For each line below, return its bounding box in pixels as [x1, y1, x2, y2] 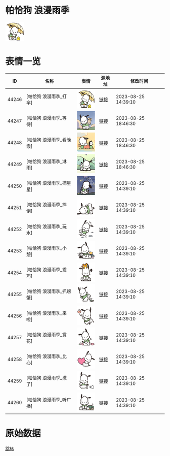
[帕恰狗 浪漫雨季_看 [26, 137, 67, 143]
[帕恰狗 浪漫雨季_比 [26, 353, 67, 360]
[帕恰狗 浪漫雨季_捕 [26, 180, 67, 186]
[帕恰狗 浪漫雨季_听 [26, 397, 67, 403]
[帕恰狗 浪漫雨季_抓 [26, 288, 67, 295]
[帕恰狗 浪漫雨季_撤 [26, 375, 67, 381]
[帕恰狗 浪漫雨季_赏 [26, 331, 67, 338]
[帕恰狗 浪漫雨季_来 [26, 310, 67, 316]
